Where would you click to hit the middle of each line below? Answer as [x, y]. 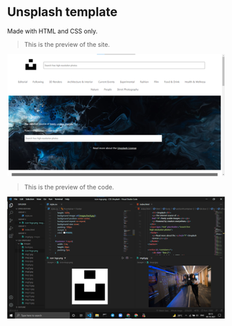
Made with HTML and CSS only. [52, 31]
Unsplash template [62, 12]
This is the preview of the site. [67, 44]
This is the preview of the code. [69, 187]
